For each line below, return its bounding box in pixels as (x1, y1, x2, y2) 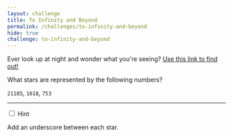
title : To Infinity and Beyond (7, 17, 98, 24)
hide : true (7, 29, 39, 37)
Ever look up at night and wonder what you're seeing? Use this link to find (7, 55, 218, 63)
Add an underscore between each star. (7, 123, 119, 131)
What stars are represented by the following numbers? (7, 75, 163, 84)
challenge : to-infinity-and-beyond (7, 36, 110, 43)
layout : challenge (7, 10, 60, 17)
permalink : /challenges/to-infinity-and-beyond (7, 23, 148, 30)
